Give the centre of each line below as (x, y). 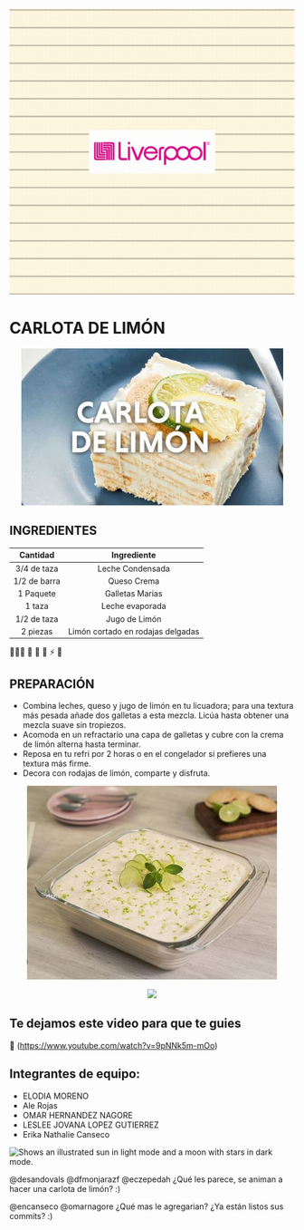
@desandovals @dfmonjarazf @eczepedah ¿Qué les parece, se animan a (146, 1179)
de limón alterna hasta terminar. (82, 744)
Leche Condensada (133, 568)
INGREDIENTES (53, 531)
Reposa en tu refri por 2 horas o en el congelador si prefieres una (144, 754)
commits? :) (31, 1215)
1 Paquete (37, 593)
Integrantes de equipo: (75, 1074)
